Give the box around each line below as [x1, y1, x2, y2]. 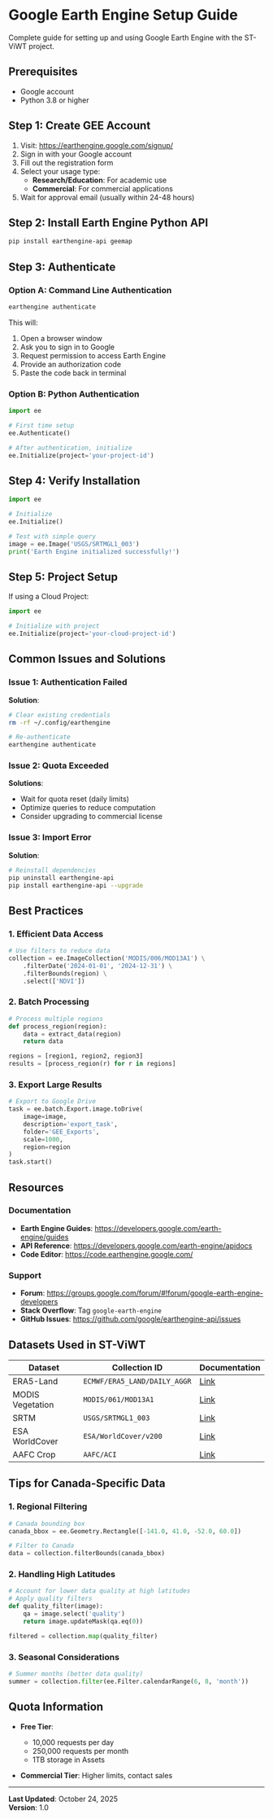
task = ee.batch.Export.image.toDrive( [8, 1105, 144, 1113]
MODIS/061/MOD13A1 [83, 1395, 154, 1404]
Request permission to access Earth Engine [19, 350, 167, 360]
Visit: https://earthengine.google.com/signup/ [19, 140, 173, 150]
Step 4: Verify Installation [8, 474, 141, 488]
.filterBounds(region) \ [23, 969, 107, 978]
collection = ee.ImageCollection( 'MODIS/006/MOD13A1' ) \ [8, 954, 206, 962]
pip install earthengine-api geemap [8, 238, 132, 246]
